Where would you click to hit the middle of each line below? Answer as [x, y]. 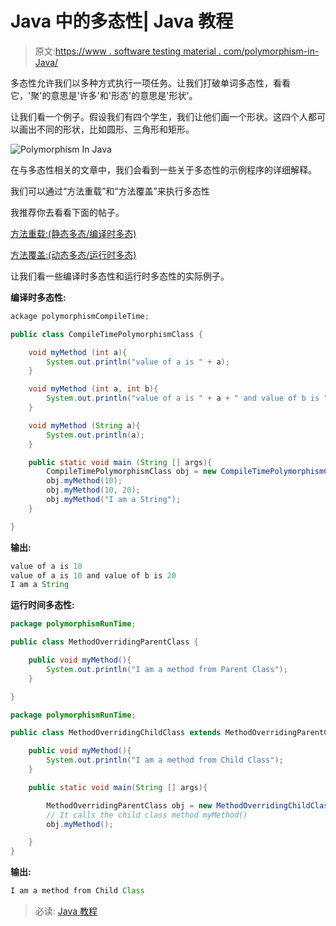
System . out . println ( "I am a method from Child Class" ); [165, 760]
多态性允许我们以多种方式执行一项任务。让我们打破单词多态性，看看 [150, 83]
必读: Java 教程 [66, 911]
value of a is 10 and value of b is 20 [93, 575]
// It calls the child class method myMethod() [147, 815]
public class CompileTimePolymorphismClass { [106, 334]
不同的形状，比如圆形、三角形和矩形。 [115, 129]
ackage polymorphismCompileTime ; [80, 316]
